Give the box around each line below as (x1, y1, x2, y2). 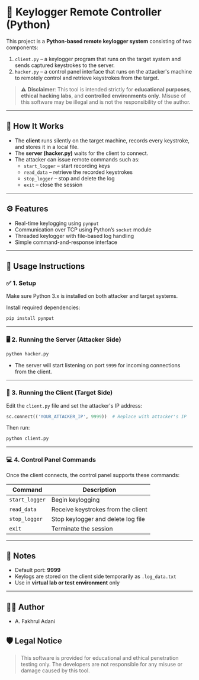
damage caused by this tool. (20, 667, 90, 674)
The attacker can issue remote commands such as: (14, 155, 140, 163)
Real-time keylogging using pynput (14, 220, 99, 227)
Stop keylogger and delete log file (51, 514, 145, 523)
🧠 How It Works (6, 121, 64, 131)
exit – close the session (23, 181, 83, 188)
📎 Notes (6, 551, 36, 561)
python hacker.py (6, 351, 49, 357)
